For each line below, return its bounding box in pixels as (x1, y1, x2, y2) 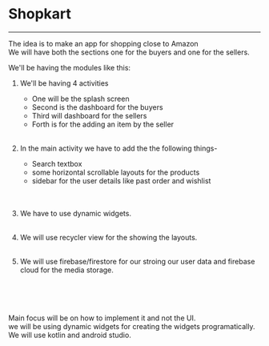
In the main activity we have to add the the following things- (19, 143, 218, 153)
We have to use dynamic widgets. (19, 208, 132, 218)
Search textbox (31, 159, 82, 168)
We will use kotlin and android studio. (8, 330, 132, 340)
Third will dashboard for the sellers (31, 111, 147, 120)
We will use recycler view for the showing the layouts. (19, 232, 198, 242)
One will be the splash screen (31, 94, 130, 103)
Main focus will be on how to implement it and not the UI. (8, 313, 196, 323)
